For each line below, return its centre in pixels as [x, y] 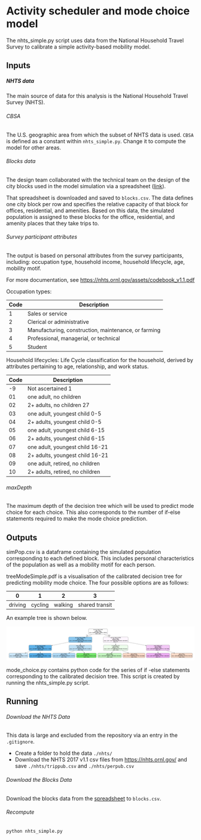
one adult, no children [54, 397]
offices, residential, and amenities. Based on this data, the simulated [90, 210]
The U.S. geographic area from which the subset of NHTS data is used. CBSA [100, 135]
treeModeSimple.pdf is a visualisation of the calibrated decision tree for [94, 576]
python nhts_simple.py [34, 831]
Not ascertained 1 [50, 389]
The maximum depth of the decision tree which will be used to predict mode [100, 506]
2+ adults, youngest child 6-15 [66, 438]
